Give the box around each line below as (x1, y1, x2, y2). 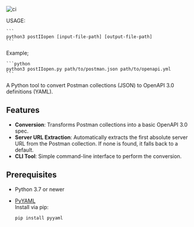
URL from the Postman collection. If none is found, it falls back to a (14, 140, 178, 147)
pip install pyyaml (14, 215, 63, 221)
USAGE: (6, 17, 26, 24)
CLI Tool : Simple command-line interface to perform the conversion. (14, 152, 182, 160)
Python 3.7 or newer (14, 185, 65, 193)
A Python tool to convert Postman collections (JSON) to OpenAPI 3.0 (6, 82, 174, 89)
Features (6, 105, 40, 115)
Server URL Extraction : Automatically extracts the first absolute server (14, 134, 188, 141)
